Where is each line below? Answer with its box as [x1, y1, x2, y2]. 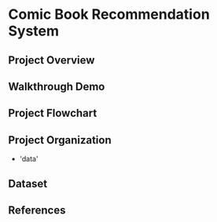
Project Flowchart [8, 107, 97, 120]
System [8, 22, 60, 40]
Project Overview [8, 53, 95, 67]
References [8, 203, 66, 217]
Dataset [8, 177, 48, 190]
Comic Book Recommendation [8, 5, 210, 24]
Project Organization [8, 133, 112, 147]
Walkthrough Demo [8, 80, 105, 93]
